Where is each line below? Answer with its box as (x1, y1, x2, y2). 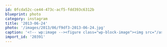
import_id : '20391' (5, 35, 46, 40)
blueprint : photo (5, 12, 41, 17)
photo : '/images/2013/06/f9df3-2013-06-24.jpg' (5, 25, 106, 30)
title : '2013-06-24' (5, 21, 48, 26)
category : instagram (5, 16, 48, 21)
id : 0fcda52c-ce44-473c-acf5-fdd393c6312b (5, 7, 94, 12)
